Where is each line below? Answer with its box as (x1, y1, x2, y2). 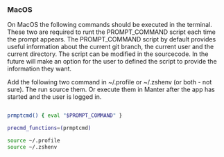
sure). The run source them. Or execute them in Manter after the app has (7, 85, 215, 94)
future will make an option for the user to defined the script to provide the (7, 57, 217, 66)
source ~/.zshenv (7, 143, 58, 150)
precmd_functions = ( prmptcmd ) (7, 124, 92, 132)
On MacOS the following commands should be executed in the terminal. (7, 21, 213, 29)
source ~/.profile (7, 137, 60, 145)
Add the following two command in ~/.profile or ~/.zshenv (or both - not (7, 78, 212, 86)
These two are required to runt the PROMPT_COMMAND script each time (7, 28, 216, 36)
